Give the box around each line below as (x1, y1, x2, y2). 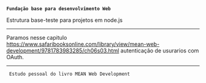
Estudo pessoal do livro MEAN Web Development (9, 71, 131, 77)
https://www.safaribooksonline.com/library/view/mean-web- (6, 40, 160, 48)
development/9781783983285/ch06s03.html (6, 47, 120, 54)
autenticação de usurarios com (120, 47, 199, 54)
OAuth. (6, 54, 25, 60)
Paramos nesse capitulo (6, 34, 67, 41)
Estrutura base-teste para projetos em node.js (6, 16, 123, 24)
